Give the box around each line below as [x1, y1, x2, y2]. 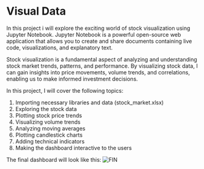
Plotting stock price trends [15, 112, 83, 119]
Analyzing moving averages [15, 124, 86, 132]
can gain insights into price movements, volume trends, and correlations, [6, 68, 190, 76]
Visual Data [6, 4, 66, 18]
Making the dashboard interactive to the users [15, 144, 132, 151]
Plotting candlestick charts [15, 131, 83, 138]
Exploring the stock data [15, 105, 77, 112]
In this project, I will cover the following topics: [6, 87, 124, 94]
